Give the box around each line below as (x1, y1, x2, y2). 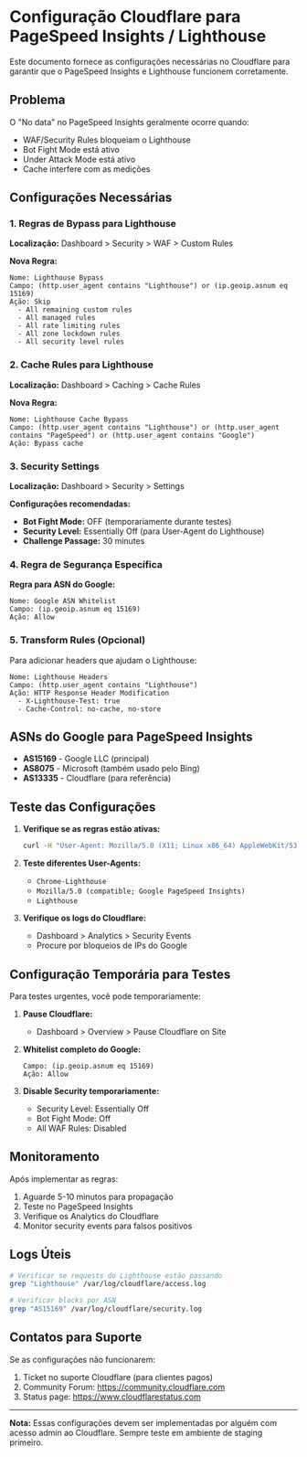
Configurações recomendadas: (9, 498, 131, 509)
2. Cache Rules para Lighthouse (9, 358, 153, 371)
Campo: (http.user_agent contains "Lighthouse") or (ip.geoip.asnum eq (9, 282, 288, 291)
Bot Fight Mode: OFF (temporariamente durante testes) (22, 516, 232, 527)
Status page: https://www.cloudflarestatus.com (22, 1391, 201, 1402)
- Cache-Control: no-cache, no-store (17, 704, 162, 714)
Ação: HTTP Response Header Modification (9, 688, 170, 697)
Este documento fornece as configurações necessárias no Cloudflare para (9, 56, 291, 67)
